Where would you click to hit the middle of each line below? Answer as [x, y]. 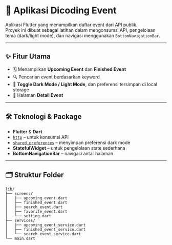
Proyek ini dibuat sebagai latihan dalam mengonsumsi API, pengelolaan [80, 30]
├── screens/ [19, 194]
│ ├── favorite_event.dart [36, 212]
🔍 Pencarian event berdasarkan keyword [56, 77]
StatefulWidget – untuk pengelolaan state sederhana [69, 148]
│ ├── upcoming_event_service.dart [46, 225]
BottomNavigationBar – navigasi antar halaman [63, 153]
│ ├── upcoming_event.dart [36, 198]
